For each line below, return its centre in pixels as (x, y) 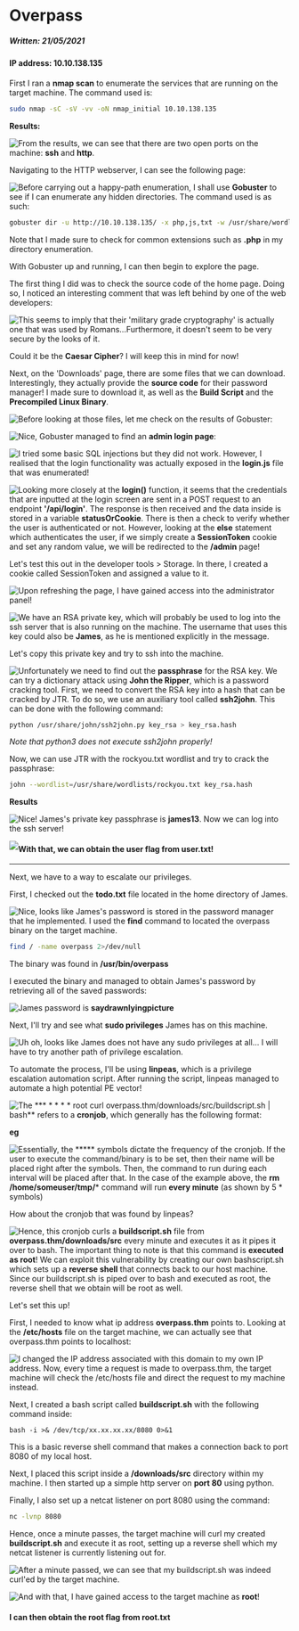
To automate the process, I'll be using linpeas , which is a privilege (130, 1070)
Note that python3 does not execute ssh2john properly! (111, 742)
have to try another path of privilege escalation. (97, 1052)
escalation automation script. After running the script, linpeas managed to (144, 1078)
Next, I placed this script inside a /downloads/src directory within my (137, 1474)
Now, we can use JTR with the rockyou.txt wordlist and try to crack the (139, 759)
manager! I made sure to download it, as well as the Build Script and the (141, 392)
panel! (21, 600)
